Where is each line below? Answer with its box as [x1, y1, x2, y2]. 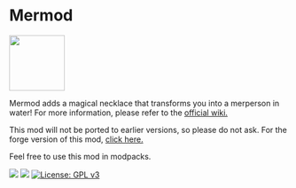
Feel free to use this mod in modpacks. [9, 151, 152, 161]
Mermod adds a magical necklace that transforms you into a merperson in [9, 98, 280, 108]
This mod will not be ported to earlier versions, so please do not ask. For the [9, 124, 288, 135]
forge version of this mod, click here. [9, 134, 144, 145]
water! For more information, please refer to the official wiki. [9, 107, 229, 118]
